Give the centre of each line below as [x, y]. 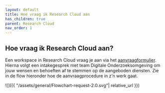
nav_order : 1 [19, 28]
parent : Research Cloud [30, 23]
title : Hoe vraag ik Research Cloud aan [48, 14]
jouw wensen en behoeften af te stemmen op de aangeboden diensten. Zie [82, 70]
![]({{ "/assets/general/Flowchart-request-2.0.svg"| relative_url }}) [73, 85]
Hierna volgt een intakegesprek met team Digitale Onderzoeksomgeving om [83, 65]
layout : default [22, 10]
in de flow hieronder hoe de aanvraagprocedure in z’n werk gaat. [72, 76]
